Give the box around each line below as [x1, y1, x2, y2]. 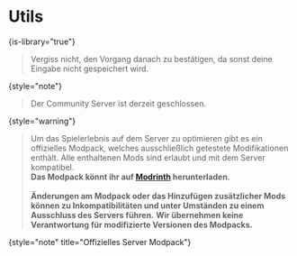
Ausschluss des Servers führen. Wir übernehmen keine [30, 209, 244, 220]
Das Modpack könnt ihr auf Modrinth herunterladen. [30, 171, 230, 182]
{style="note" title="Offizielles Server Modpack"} [8, 236, 192, 247]
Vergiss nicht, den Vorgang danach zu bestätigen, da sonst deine [30, 53, 273, 64]
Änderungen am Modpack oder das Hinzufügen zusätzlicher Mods [30, 190, 286, 201]
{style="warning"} [8, 115, 76, 126]
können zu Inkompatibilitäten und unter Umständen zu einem [30, 200, 265, 211]
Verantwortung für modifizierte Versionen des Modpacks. [30, 219, 253, 230]
